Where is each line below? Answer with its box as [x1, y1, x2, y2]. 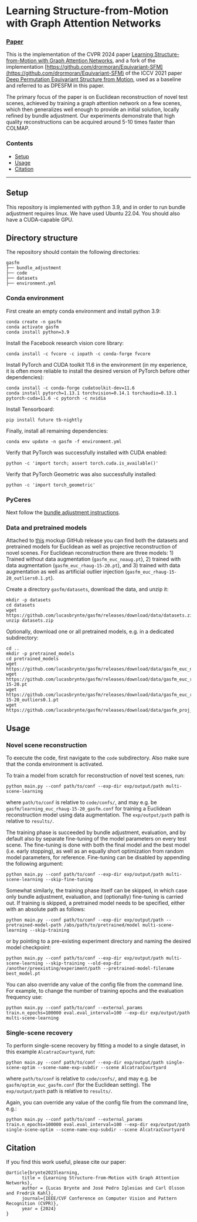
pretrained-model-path [6, 922, 62, 928]
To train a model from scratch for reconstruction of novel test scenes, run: [6, 772, 185, 779]
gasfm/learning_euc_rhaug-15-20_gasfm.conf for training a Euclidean [6, 805, 171, 812]
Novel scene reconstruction [6, 741, 87, 749]
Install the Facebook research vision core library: [6, 339, 124, 346]
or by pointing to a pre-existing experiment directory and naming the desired [6, 938, 191, 945]
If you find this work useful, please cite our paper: [6, 1159, 127, 1166]
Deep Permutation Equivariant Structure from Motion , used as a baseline [6, 76, 182, 83]
